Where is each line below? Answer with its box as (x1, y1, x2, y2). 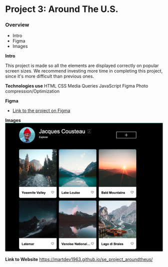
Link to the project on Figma (12, 107, 70, 113)
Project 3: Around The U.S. (5, 3, 118, 15)
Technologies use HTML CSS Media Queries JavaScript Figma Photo (5, 83, 148, 89)
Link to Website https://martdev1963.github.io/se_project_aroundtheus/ (5, 256, 153, 262)
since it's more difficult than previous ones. (5, 73, 94, 79)
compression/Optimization (5, 88, 60, 94)
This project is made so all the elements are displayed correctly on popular (5, 62, 159, 68)
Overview (5, 21, 29, 28)
